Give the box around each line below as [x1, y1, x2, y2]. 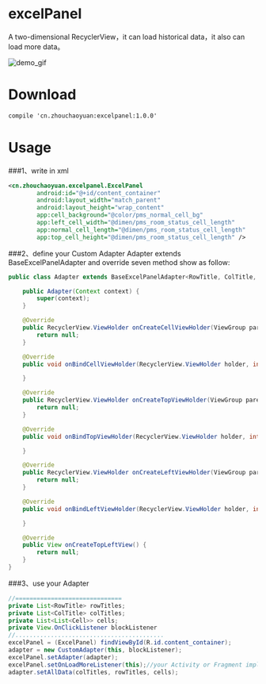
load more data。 [8, 41, 65, 52]
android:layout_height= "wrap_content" [36, 204, 165, 212]
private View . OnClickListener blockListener [8, 624, 158, 632]
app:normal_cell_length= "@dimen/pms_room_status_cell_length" [36, 225, 246, 234]
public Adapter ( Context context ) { [22, 287, 140, 295]
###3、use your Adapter [8, 578, 89, 588]
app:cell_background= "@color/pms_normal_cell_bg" [36, 211, 203, 219]
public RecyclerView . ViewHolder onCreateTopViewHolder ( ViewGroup [22, 396, 243, 405]
